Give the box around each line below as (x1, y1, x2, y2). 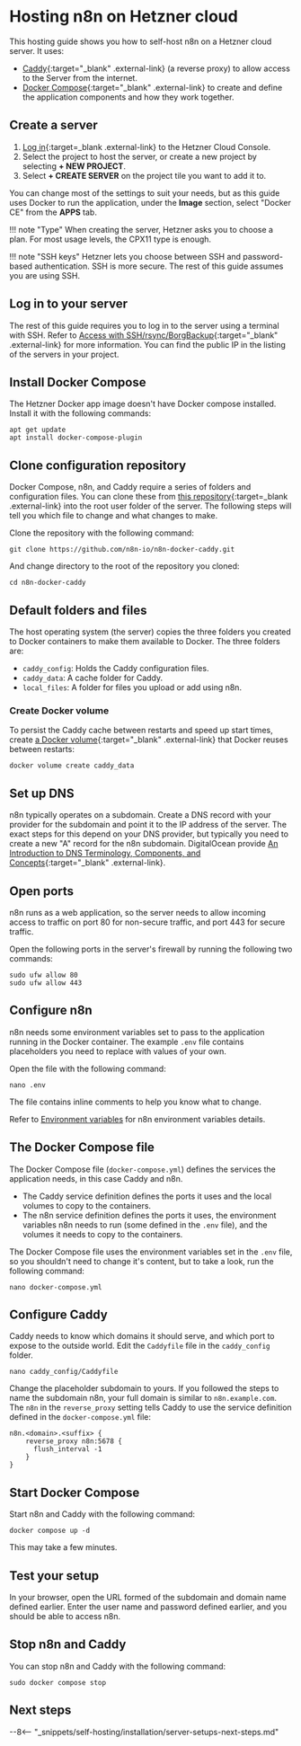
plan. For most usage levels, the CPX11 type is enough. (9, 234, 212, 244)
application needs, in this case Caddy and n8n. (9, 1173, 183, 1183)
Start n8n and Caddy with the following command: (9, 1509, 196, 1520)
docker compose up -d (9, 1526, 91, 1536)
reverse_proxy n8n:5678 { (25, 1437, 123, 1446)
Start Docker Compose (9, 1485, 140, 1500)
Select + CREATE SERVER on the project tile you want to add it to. (22, 170, 267, 181)
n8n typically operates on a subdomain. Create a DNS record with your (9, 810, 271, 820)
